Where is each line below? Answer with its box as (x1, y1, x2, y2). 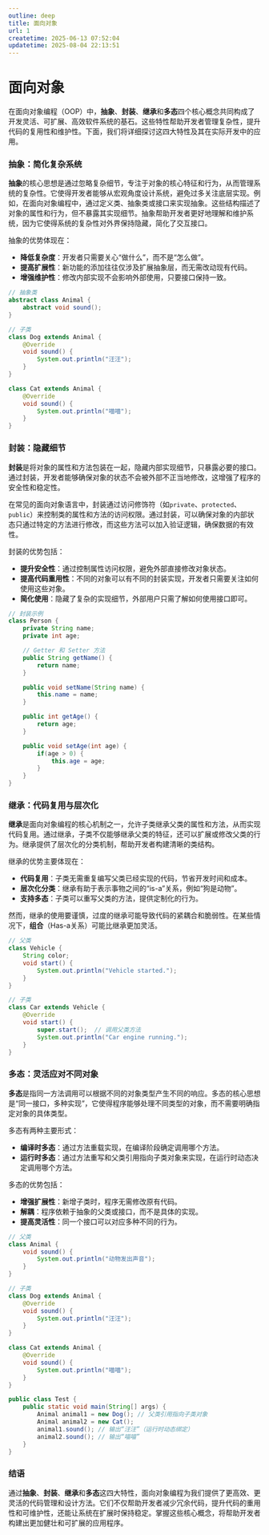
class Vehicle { (8, 944, 62, 953)
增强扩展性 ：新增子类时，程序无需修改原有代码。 (19, 1197, 182, 1206)
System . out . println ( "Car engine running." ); (37, 1033, 188, 1041)
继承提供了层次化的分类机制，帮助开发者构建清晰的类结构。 (22, 840, 219, 849)
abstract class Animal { (8, 296, 91, 305)
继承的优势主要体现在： (8, 857, 86, 866)
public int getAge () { (22, 713, 98, 721)
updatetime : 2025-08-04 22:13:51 (8, 42, 120, 50)
